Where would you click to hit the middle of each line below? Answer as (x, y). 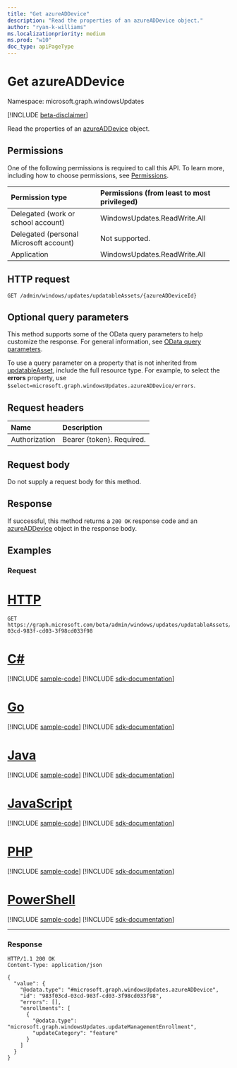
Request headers (46, 407)
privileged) (119, 201)
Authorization (33, 440)
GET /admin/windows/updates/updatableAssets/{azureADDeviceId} (102, 295)
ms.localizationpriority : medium (56, 34)
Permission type (39, 197)
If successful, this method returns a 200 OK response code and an (103, 521)
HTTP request (39, 280)
